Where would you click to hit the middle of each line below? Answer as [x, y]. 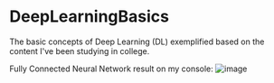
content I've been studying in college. [80, 51]
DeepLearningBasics [90, 17]
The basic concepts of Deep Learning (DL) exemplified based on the [137, 41]
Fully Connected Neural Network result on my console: [112, 69]
